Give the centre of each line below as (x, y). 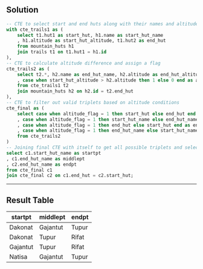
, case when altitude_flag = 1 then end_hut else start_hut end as (104, 125)
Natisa (18, 257)
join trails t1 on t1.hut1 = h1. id (62, 52)
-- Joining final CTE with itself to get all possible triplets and (94, 147)
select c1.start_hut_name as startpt (54, 153)
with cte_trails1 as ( (35, 30)
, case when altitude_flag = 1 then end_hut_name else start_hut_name (108, 131)
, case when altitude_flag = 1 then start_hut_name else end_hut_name (108, 119)
